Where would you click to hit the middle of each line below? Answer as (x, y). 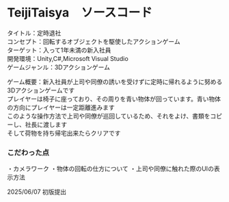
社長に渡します (46, 124)
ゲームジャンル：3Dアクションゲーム (59, 67)
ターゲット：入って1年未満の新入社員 (59, 50)
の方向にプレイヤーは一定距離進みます (61, 107)
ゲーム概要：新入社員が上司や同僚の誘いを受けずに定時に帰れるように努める (115, 81)
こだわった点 (28, 152)
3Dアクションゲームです (41, 90)
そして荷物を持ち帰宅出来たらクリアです (64, 133)
